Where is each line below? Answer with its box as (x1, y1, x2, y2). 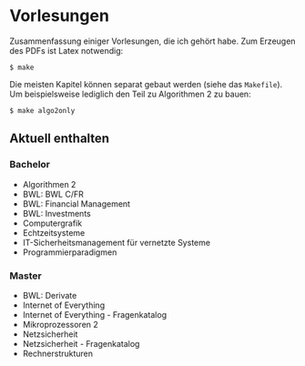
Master (9, 269, 43, 282)
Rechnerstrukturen (22, 348, 94, 359)
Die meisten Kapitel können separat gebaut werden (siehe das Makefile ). (9, 78, 283, 89)
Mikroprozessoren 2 (22, 319, 98, 330)
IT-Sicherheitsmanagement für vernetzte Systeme (22, 237, 211, 248)
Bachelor (9, 158, 51, 171)
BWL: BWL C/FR (22, 188, 84, 199)
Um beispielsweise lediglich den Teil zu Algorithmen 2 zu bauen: (9, 88, 252, 99)
